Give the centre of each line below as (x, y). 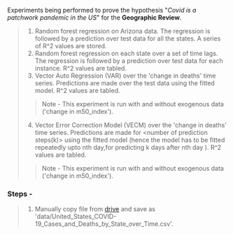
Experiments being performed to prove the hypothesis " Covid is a (102, 10)
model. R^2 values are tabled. (77, 91)
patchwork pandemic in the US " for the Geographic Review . (94, 17)
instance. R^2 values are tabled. (81, 68)
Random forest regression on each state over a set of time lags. (126, 53)
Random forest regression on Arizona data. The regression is (122, 31)
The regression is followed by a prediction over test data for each (129, 61)
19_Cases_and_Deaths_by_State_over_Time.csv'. (104, 224)
